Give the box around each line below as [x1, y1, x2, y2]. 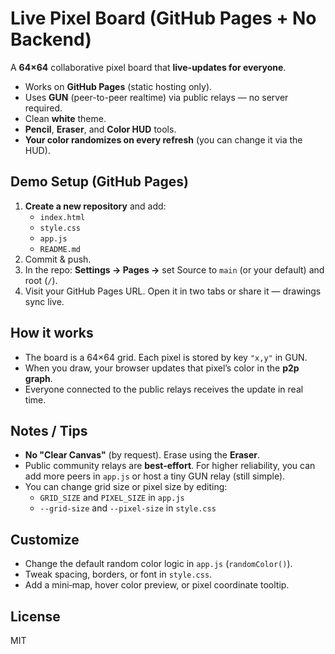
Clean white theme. [24, 112, 107, 124]
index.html [39, 212, 86, 222]
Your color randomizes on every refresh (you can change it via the [24, 133, 303, 146]
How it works [10, 325, 94, 342]
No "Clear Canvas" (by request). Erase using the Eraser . [24, 449, 261, 461]
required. [24, 102, 63, 114]
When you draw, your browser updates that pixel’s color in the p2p [24, 362, 300, 374]
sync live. [24, 295, 65, 307]
